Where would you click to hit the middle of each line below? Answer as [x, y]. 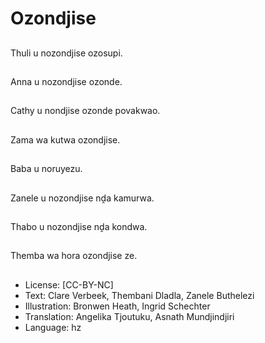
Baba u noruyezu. [46, 169]
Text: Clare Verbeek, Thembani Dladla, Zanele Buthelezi [139, 295]
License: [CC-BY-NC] [69, 284]
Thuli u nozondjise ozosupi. [66, 53]
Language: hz [53, 327]
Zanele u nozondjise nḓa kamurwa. [82, 198]
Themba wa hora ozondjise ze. [74, 256]
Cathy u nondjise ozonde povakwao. [85, 111]
